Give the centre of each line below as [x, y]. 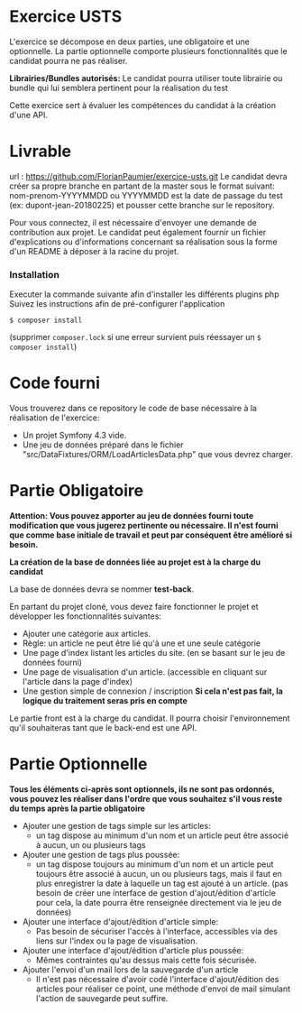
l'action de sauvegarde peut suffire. [102, 998]
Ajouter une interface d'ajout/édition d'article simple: [120, 921]
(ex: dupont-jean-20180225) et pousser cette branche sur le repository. [142, 205]
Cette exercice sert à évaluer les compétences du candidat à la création [143, 105]
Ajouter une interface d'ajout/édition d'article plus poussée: [133, 950]
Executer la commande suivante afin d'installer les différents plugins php [144, 294]
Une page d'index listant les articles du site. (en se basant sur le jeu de [154, 653]
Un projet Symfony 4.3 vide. [74, 436]
